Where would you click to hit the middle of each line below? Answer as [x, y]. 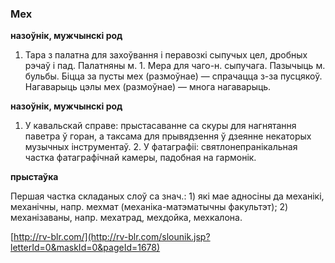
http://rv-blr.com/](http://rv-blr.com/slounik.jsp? [112, 237]
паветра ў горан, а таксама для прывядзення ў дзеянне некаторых [168, 136]
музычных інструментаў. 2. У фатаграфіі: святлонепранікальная [161, 147]
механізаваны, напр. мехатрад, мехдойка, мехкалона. [126, 218]
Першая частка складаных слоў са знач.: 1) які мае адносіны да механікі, [167, 196]
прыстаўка [34, 177]
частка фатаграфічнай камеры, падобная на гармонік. [140, 158]
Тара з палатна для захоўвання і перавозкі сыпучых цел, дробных [166, 55]
